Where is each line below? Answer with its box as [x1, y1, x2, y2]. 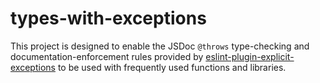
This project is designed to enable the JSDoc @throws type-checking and [10, 40, 310, 52]
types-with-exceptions [10, 7, 207, 30]
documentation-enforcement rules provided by [10, 50, 204, 62]
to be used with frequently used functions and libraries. [57, 61, 287, 73]
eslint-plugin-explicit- [205, 50, 295, 62]
